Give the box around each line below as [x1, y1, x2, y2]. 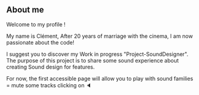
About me [6, 5, 44, 15]
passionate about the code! [6, 38, 74, 46]
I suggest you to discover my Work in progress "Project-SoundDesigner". [6, 51, 189, 58]
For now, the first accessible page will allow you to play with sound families [6, 75, 194, 82]
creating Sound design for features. [6, 63, 95, 70]
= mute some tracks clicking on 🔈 [6, 81, 92, 89]
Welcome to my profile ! [6, 20, 66, 28]
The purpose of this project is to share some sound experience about [6, 57, 179, 64]
